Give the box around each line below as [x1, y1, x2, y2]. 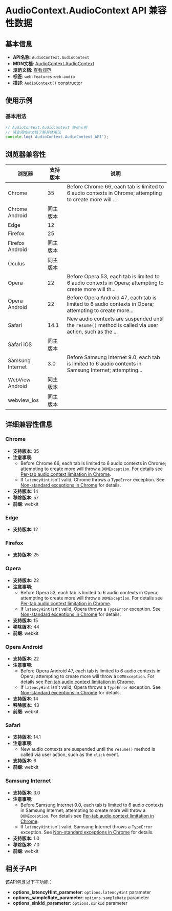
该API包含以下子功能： [5, 879, 53, 885]
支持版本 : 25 [12, 552, 39, 558]
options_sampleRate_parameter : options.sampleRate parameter [12, 895, 149, 901]
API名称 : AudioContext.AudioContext [12, 54, 90, 60]
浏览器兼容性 [5, 150, 46, 159]
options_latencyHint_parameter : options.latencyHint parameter [12, 889, 151, 896]
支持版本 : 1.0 [12, 835, 39, 841]
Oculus [8, 260, 25, 267]
